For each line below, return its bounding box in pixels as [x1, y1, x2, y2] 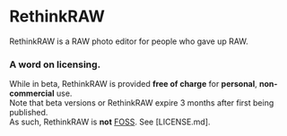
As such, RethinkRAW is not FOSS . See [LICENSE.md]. [9, 116, 211, 127]
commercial [9, 88, 56, 99]
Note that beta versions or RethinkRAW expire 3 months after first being [9, 98, 274, 108]
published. [9, 107, 48, 118]
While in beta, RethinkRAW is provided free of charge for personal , [9, 79, 257, 89]
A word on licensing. [9, 58, 101, 71]
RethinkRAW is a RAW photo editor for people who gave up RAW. [9, 36, 248, 47]
